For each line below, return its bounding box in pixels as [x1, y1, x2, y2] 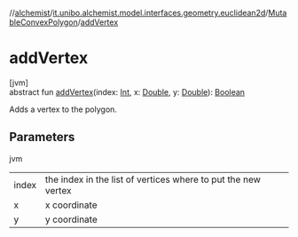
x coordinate [44, 199, 98, 211]
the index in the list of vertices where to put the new [44, 173, 262, 186]
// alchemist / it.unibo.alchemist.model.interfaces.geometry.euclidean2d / [9, 8, 269, 18]
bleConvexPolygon [9, 17, 78, 28]
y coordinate [44, 213, 98, 225]
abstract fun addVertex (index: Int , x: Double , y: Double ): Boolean [9, 86, 246, 97]
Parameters [9, 130, 75, 145]
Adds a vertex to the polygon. [9, 104, 118, 115]
